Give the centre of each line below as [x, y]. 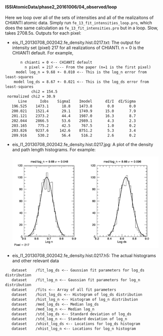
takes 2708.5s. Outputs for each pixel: [43, 33]
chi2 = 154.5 [44, 92]
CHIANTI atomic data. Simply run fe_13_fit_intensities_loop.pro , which [79, 23]
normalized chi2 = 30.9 [31, 97]
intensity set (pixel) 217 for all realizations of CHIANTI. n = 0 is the [78, 48]
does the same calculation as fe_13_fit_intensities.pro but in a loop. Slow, [82, 28]
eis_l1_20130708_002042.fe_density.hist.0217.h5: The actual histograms [84, 256]
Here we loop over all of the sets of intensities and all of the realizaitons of [80, 18]
